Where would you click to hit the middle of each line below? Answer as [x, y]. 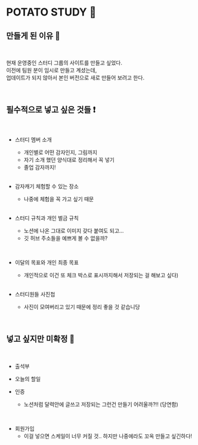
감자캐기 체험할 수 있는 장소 [47, 186]
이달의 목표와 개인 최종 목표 [47, 262]
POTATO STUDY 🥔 [51, 12]
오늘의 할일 [28, 379]
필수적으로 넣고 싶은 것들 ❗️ [51, 110]
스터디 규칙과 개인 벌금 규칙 [47, 218]
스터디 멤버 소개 [33, 139]
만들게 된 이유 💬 [33, 36]
